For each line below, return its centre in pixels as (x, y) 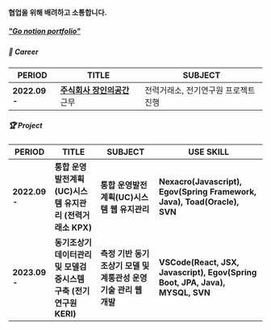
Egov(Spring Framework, (207, 191)
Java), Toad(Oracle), (199, 202)
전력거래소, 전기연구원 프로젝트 (200, 90)
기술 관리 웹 (121, 290)
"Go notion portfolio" (44, 31)
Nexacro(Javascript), (200, 182)
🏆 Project (25, 125)
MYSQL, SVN (185, 292)
